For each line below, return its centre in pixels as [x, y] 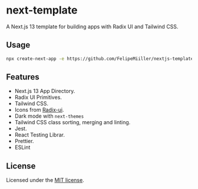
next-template [42, 10]
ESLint [22, 147]
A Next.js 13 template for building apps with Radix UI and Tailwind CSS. [92, 26]
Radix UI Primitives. [38, 97]
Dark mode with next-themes [49, 116]
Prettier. [24, 141]
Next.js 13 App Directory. [45, 91]
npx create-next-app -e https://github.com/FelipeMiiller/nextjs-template [100, 59]
